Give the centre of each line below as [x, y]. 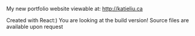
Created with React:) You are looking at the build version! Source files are [98, 20]
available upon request [35, 27]
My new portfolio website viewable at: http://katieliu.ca [75, 9]
